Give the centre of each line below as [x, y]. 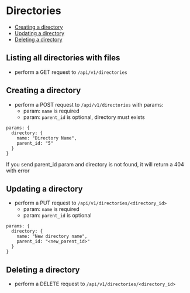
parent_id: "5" [35, 143]
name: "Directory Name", [47, 138]
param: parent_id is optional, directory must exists [84, 117]
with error [18, 171]
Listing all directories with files [63, 58]
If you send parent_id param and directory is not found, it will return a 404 [95, 164]
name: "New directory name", [52, 236]
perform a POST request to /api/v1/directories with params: [89, 104]
